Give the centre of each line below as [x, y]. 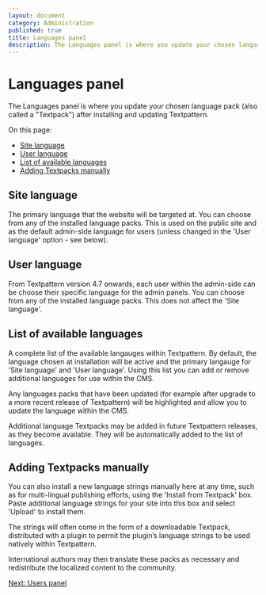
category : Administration [51, 23]
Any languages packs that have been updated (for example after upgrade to [132, 394]
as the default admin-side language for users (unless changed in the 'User [129, 231]
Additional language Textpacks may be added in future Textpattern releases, [133, 425]
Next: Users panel [38, 583]
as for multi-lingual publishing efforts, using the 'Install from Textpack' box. [131, 495]
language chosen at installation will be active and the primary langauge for [130, 361]
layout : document [37, 15]
